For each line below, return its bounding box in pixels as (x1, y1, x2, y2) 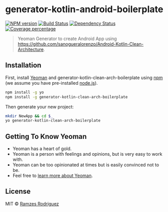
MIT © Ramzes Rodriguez (5, 200, 59, 206)
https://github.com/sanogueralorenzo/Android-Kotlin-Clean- (17, 41, 144, 47)
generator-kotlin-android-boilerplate (5, 4, 163, 15)
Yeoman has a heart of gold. (12, 146, 72, 152)
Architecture (17, 46, 44, 52)
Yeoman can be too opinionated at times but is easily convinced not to (12, 162, 159, 168)
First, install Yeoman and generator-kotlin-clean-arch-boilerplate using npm (5, 75, 163, 81)
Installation (5, 61, 41, 69)
